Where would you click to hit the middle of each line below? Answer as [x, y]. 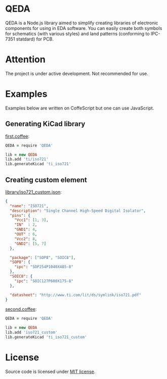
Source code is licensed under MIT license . [50, 371]
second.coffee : [21, 309]
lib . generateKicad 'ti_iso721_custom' [46, 337]
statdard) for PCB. [35, 39]
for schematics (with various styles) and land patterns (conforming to [78, 33]
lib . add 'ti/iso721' [27, 159]
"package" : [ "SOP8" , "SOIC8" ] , [43, 257]
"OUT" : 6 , [26, 234]
